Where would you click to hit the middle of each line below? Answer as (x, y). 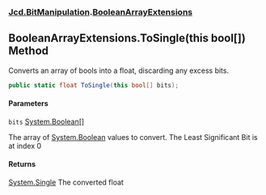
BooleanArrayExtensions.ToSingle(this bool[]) (127, 38)
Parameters (28, 104)
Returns (22, 164)
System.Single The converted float (66, 182)
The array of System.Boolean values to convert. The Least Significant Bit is (133, 137)
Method (29, 51)
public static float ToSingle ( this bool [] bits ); (94, 85)
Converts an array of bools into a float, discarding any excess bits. (118, 70)
